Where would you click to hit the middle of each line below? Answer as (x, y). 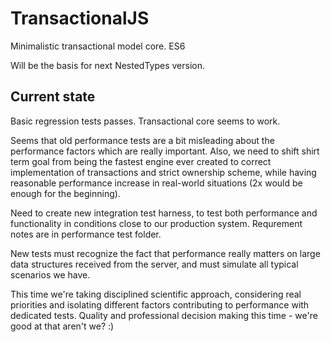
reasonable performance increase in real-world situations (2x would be (156, 183)
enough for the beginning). (65, 193)
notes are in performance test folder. (86, 234)
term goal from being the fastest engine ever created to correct (141, 161)
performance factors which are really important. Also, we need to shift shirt (165, 151)
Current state (53, 97)
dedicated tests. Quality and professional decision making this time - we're (164, 315)
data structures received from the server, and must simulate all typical (154, 264)
